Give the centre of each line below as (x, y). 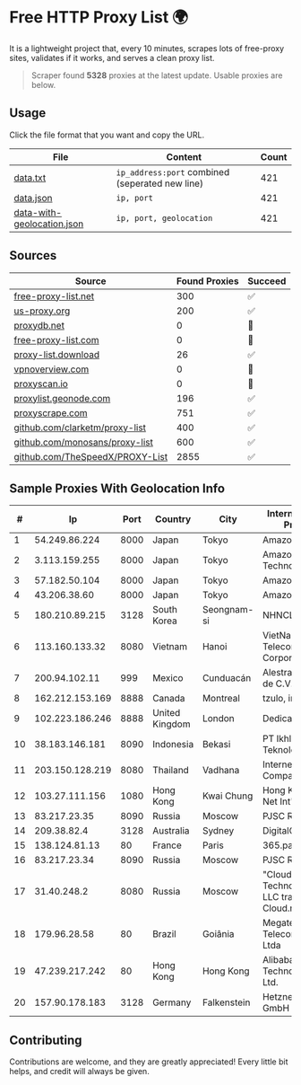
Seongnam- (228, 610)
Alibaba (279, 960)
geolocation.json (49, 224)
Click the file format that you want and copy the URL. (107, 135)
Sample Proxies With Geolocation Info (117, 488)
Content (184, 156)
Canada (168, 699)
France (167, 845)
